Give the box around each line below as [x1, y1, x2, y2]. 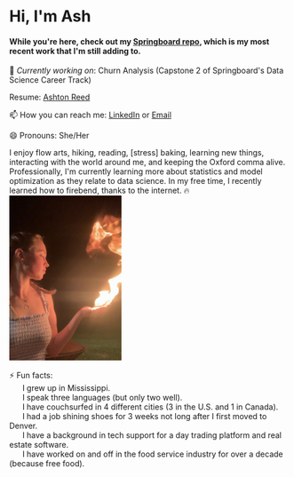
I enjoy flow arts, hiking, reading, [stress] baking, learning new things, [9, 147, 265, 158]
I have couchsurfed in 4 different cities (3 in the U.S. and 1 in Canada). [21, 401, 279, 412]
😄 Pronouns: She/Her [9, 131, 90, 141]
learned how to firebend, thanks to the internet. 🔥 [9, 185, 190, 196]
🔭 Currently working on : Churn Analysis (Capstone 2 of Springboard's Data [9, 65, 284, 76]
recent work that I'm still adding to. [9, 45, 141, 56]
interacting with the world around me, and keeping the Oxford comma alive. [9, 157, 286, 168]
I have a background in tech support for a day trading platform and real [21, 429, 282, 441]
